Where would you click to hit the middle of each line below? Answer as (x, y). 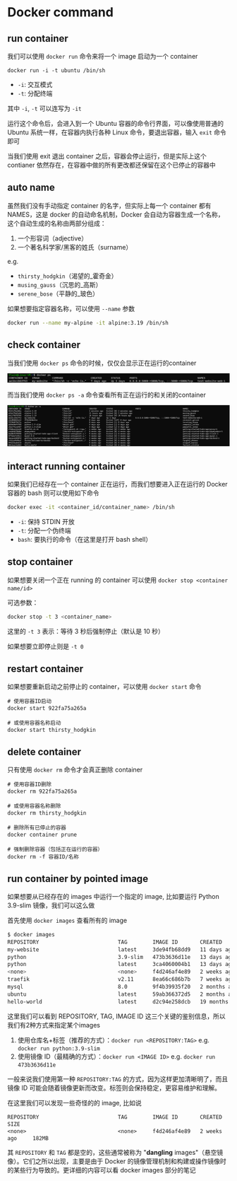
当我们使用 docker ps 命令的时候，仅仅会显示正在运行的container (102, 363)
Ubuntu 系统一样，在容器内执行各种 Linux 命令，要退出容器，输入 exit (110, 132)
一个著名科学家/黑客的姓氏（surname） (75, 247)
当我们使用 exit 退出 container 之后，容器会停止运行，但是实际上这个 (107, 156)
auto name (31, 188)
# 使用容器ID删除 (29, 785)
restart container (45, 669)
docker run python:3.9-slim (59, 1048)
